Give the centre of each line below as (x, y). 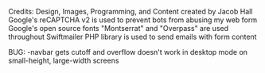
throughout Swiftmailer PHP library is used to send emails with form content (132, 36)
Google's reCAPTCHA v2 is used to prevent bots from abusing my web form (133, 20)
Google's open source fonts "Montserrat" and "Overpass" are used (119, 28)
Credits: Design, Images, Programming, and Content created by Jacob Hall (131, 12)
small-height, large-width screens (64, 60)
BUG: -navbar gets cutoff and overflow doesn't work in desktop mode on (128, 52)
